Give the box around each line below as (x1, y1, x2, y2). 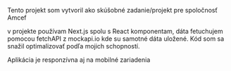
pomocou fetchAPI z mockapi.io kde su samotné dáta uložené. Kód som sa (7, 34, 225, 43)
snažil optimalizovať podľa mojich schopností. (7, 42, 140, 50)
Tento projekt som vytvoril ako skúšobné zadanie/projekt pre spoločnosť (7, 6, 218, 14)
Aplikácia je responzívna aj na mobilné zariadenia (7, 56, 151, 64)
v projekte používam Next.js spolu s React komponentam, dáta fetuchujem (7, 27, 223, 35)
